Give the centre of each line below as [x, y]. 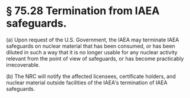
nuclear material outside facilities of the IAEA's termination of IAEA [87, 82]
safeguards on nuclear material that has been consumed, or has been [91, 46]
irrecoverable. [23, 65]
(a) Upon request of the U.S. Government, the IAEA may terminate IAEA [93, 40]
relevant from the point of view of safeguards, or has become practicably [95, 58]
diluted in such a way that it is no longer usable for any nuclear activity [92, 52]
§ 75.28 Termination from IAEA [83, 11]
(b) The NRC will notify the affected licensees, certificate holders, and [91, 76]
